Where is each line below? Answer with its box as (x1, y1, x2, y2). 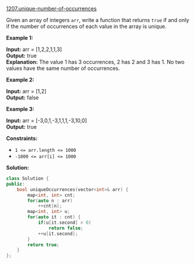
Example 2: (6, 77, 34, 83)
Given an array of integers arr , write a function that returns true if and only (6, 17, 190, 23)
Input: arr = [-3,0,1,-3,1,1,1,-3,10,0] (6, 117, 87, 124)
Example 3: (6, 106, 34, 112)
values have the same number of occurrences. (6, 65, 120, 72)
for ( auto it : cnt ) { (27, 214, 81, 220)
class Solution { (6, 176, 49, 182)
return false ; (48, 225, 84, 231)
